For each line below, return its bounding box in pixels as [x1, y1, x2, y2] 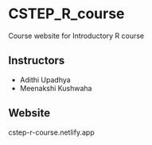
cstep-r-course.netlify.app [8, 128, 95, 137]
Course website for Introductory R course [8, 31, 145, 40]
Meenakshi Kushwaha [19, 83, 92, 93]
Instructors [8, 54, 65, 67]
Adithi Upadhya [19, 74, 71, 84]
